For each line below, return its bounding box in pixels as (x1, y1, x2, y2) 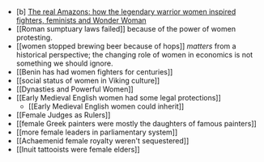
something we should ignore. (15, 58, 113, 68)
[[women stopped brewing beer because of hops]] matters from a (15, 41, 236, 51)
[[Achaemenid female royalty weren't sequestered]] (15, 136, 189, 145)
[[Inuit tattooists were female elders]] (15, 145, 140, 154)
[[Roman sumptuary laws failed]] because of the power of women (15, 24, 236, 33)
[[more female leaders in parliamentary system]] (15, 127, 178, 137)
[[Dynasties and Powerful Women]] (15, 84, 134, 94)
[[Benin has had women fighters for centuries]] (15, 67, 173, 76)
